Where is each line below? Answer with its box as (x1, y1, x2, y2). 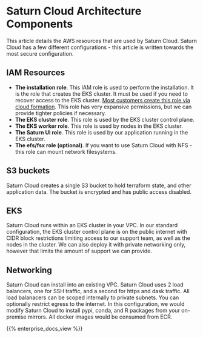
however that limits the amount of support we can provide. (6, 247, 153, 255)
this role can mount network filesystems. (15, 148, 117, 155)
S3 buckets (6, 165, 50, 176)
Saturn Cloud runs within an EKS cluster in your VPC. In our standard (6, 222, 178, 229)
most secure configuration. (6, 50, 74, 57)
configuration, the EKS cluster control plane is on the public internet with (6, 228, 188, 236)
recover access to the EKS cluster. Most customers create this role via (15, 96, 191, 104)
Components (6, 17, 73, 31)
